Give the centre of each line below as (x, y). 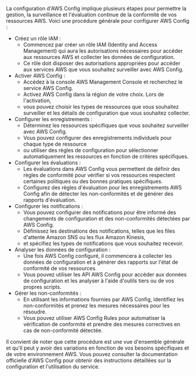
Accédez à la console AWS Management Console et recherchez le (103, 82)
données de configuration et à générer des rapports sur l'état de (101, 262)
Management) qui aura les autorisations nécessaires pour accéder (103, 51)
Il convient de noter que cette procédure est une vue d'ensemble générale (95, 342)
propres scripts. (42, 287)
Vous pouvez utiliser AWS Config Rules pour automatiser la (94, 318)
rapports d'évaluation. (50, 200)
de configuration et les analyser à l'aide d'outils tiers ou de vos (99, 281)
